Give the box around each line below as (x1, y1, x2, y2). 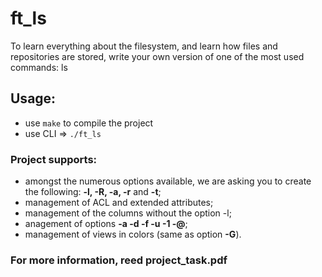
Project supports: (10, 152, 98, 166)
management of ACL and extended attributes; (24, 197, 214, 209)
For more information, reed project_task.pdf (10, 253, 228, 267)
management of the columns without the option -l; (24, 207, 232, 219)
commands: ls (10, 61, 68, 73)
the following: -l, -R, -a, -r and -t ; (24, 186, 162, 198)
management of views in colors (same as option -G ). (24, 228, 242, 241)
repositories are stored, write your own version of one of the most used (10, 50, 305, 62)
